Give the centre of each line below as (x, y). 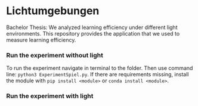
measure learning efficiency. (41, 40)
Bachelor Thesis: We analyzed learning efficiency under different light (92, 27)
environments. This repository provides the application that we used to (93, 33)
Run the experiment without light (55, 55)
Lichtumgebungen (53, 11)
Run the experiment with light (50, 96)
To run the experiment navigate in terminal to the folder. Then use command (100, 68)
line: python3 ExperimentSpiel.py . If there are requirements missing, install (98, 75)
